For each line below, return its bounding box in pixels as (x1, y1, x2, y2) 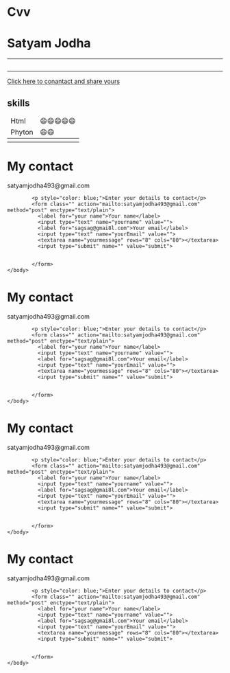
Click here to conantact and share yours (7, 77, 120, 86)
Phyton (10, 127, 34, 137)
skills (7, 97, 30, 109)
